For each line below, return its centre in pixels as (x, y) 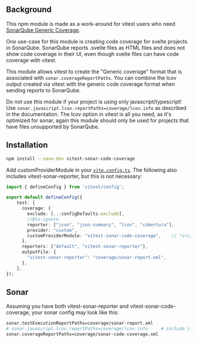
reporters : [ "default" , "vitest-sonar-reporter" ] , (85, 247)
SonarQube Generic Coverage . (43, 30)
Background (29, 10)
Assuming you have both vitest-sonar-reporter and (67, 306)
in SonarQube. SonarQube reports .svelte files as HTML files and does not (96, 48)
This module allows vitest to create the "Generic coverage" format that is (94, 71)
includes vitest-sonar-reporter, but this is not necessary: (74, 176)
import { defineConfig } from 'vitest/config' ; (65, 187)
